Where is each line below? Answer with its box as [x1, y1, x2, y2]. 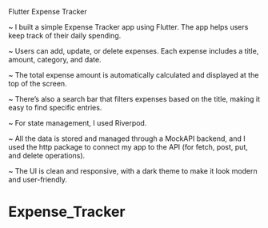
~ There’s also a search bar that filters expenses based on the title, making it [8, 94, 261, 103]
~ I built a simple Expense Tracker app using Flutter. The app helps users [8, 22, 249, 31]
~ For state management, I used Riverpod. [8, 118, 147, 127]
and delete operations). [8, 151, 86, 160]
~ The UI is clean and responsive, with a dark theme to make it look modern [8, 166, 258, 175]
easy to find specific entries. [8, 103, 102, 112]
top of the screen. [8, 79, 67, 88]
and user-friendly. [8, 175, 68, 184]
